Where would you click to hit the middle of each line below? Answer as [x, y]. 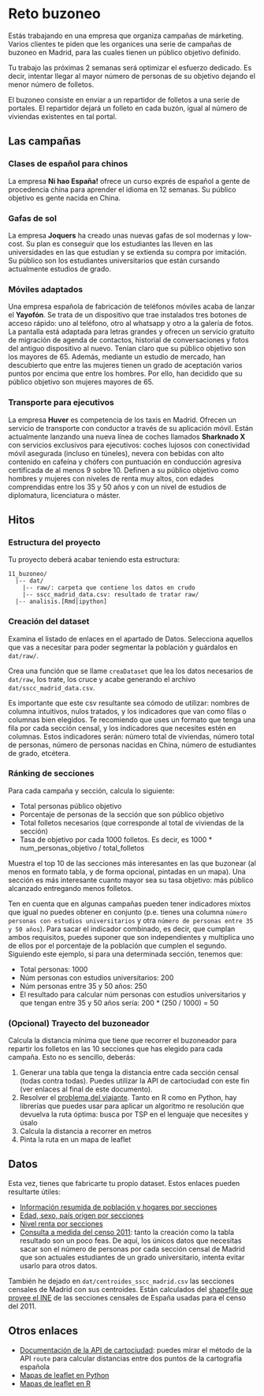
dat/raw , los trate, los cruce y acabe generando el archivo [102, 679]
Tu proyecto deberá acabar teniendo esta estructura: [94, 560]
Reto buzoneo [54, 14]
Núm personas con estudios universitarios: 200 [97, 977]
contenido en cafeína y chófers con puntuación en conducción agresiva [125, 462]
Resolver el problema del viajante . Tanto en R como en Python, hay [128, 1098]
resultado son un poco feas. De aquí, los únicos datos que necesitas [130, 1241]
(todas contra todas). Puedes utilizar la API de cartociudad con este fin [134, 1081]
